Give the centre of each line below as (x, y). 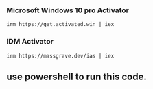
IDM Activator (30, 42)
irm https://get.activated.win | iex (60, 25)
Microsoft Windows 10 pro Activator (68, 10)
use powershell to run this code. (76, 76)
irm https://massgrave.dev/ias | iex (60, 56)
